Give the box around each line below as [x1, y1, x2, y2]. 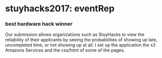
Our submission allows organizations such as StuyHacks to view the [5, 31, 145, 37]
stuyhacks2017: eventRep [5, 3, 115, 14]
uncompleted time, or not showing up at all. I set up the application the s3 [5, 42, 156, 48]
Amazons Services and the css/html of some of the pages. [5, 47, 125, 53]
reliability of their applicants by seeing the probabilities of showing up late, [5, 37, 158, 43]
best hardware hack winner [5, 21, 73, 28]
